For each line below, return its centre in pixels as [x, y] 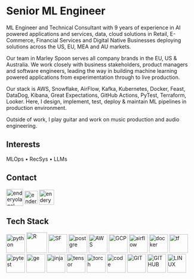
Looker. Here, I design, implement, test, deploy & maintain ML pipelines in [96, 101]
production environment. [36, 108]
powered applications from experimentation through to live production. [93, 77]
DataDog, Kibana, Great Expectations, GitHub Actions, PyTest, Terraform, [96, 95]
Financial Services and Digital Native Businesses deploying [109, 40]
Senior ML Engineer [56, 11]
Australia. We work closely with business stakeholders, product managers [97, 65]
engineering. [22, 125]
